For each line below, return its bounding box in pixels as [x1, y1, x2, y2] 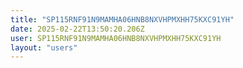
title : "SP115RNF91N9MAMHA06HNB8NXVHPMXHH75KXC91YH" [10, 14, 235, 25]
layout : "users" [10, 42, 78, 53]
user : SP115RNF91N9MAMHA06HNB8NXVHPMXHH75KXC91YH [10, 33, 222, 43]
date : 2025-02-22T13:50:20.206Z [10, 24, 145, 34]
